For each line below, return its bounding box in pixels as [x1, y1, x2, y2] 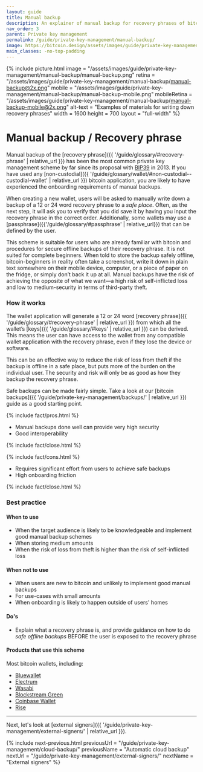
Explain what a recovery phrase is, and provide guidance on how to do [14, 626, 191, 634]
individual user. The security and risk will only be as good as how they [6, 369, 181, 376]
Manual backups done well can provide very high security [14, 423, 159, 430]
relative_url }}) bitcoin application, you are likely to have [52, 177, 190, 184]
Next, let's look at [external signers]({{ [6, 721, 101, 728]
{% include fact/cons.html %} [6, 453, 80, 460]
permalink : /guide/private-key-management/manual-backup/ [6, 37, 155, 43]
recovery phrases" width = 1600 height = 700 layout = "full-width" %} [6, 109, 180, 117]
